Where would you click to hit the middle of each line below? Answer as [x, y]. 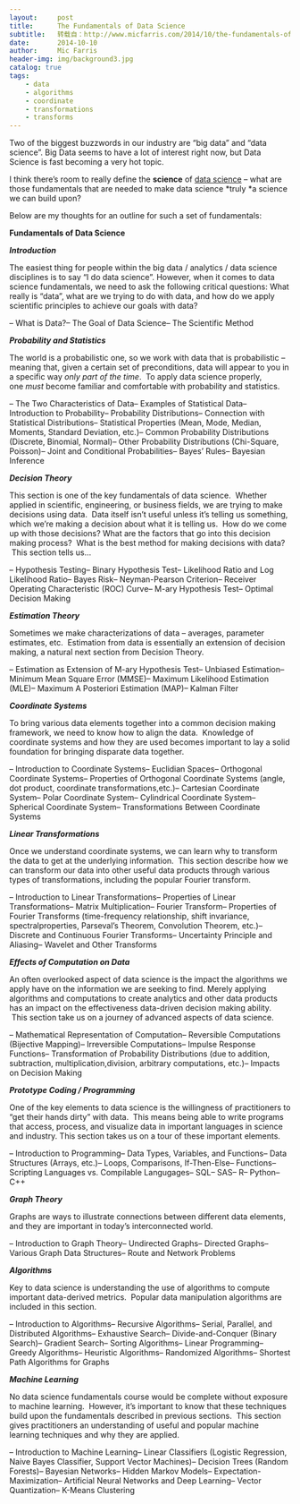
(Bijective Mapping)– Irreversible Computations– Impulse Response [133, 1045]
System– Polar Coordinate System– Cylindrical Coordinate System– [133, 798]
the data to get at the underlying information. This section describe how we [149, 861]
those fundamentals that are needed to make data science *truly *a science [149, 189]
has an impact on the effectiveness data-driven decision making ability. [141, 1008]
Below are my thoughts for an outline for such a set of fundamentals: [135, 216]
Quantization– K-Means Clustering [72, 1491]
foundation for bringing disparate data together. [97, 752]
